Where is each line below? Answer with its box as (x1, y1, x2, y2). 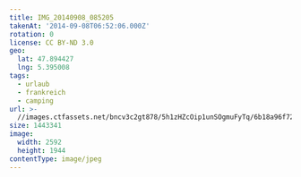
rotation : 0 (9, 29, 54, 38)
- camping (17, 96, 54, 105)
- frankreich (17, 88, 66, 97)
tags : (9, 72, 30, 80)
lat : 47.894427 (17, 55, 74, 63)
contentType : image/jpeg (9, 154, 102, 164)
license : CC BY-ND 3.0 (9, 38, 94, 47)
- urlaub (17, 80, 50, 88)
